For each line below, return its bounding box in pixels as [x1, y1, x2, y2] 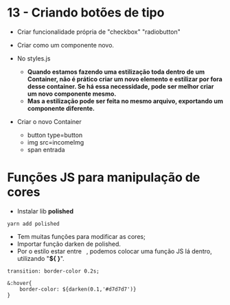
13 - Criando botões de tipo [7, 5, 165, 21]
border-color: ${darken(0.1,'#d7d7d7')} [19, 286, 137, 293]
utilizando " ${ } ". [16, 254, 65, 262]
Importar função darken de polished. [16, 240, 122, 248]
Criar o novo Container [16, 117, 82, 125]
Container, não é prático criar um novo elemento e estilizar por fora [27, 74, 223, 83]
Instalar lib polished [16, 207, 74, 215]
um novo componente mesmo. [27, 90, 117, 98]
